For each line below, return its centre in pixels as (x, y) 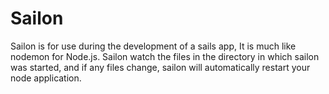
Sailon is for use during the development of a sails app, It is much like (153, 46)
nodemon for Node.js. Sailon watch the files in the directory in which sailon (165, 56)
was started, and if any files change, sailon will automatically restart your (160, 67)
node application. (46, 78)
